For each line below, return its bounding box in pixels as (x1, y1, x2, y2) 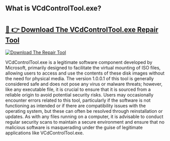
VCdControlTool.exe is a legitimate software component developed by (5, 59, 153, 65)
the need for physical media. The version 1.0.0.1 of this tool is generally (5, 76, 154, 81)
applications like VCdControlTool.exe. (5, 130, 84, 136)
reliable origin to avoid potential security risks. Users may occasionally (5, 92, 154, 98)
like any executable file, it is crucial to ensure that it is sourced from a (5, 86, 151, 92)
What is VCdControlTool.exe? (5, 4, 102, 13)
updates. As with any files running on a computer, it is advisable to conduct (5, 113, 163, 120)
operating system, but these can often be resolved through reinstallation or (5, 108, 163, 114)
